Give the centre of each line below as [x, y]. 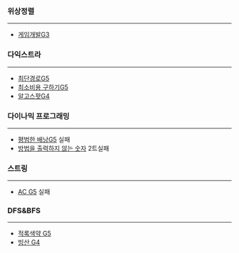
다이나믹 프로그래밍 [38, 116]
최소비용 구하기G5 [43, 87]
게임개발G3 [33, 35]
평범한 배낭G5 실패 [44, 139]
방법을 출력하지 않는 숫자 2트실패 [63, 148]
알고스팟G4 [33, 96]
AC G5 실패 [34, 192]
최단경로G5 [33, 78]
